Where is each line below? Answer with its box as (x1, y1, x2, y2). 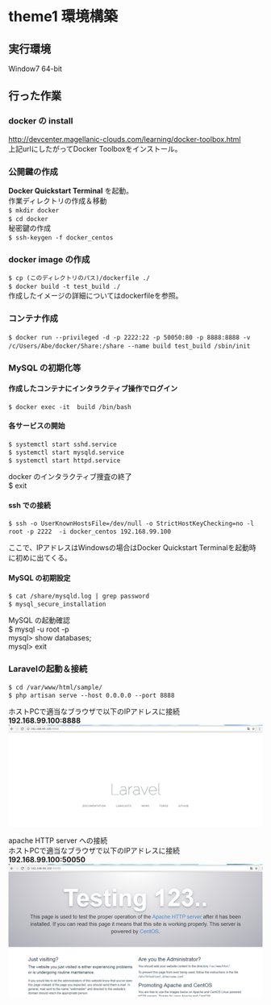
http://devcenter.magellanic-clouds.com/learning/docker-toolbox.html (8, 134, 241, 144)
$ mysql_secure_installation (8, 600, 106, 609)
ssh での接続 (8, 500, 51, 510)
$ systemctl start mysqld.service (8, 448, 125, 457)
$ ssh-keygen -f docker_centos (8, 233, 114, 242)
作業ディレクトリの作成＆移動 (8, 195, 107, 206)
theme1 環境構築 (8, 7, 119, 26)
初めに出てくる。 (15, 553, 73, 563)
